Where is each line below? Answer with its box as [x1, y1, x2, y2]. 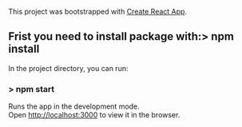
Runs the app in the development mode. [8, 101, 140, 111]
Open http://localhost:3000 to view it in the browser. [8, 110, 181, 120]
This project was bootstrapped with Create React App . [8, 7, 188, 16]
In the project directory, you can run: [8, 63, 129, 73]
